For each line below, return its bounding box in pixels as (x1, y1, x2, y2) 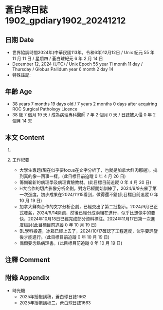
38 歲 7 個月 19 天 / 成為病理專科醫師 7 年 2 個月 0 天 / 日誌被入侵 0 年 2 (12, 111, 156, 117)
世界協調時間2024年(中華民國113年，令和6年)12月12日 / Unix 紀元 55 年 (12, 50, 155, 55)
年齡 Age (5, 88, 32, 96)
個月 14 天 (12, 118, 33, 124)
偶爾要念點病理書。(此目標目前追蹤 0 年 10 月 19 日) (19, 240, 123, 246)
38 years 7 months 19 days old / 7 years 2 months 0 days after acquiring (12, 101, 157, 107)
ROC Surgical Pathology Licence (12, 106, 78, 112)
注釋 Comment (5, 256, 50, 264)
